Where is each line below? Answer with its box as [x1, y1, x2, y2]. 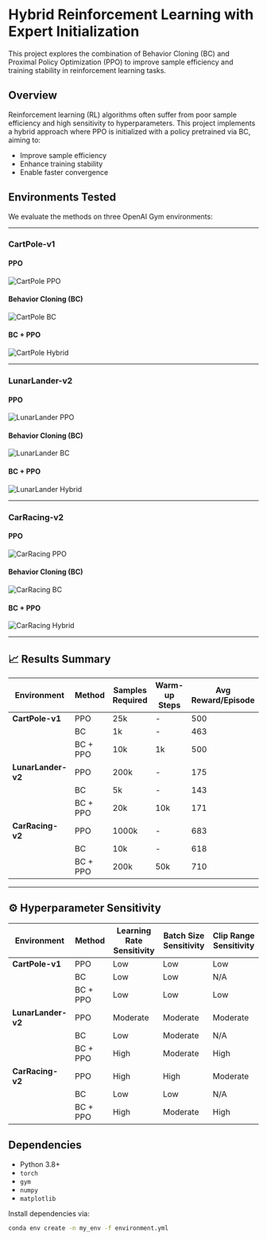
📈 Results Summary [8, 652, 111, 665]
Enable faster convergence [19, 167, 109, 176]
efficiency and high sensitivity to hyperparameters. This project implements [8, 118, 256, 128]
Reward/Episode [191, 694, 255, 705]
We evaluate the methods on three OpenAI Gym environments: [8, 211, 213, 221]
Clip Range [212, 930, 255, 941]
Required [112, 694, 148, 705]
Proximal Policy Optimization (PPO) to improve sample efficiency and [8, 57, 234, 67]
